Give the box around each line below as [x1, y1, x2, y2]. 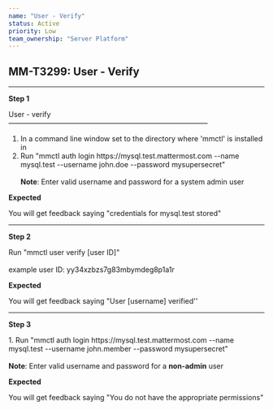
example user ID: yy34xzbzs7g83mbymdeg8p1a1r [8, 265, 175, 274]
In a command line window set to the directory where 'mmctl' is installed [19, 134, 263, 144]
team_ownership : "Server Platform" [8, 34, 129, 43]
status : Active [8, 19, 60, 28]
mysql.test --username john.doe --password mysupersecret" [19, 160, 226, 170]
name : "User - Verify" [8, 11, 85, 20]
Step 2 [8, 232, 31, 242]
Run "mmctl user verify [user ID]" [8, 248, 120, 257]
